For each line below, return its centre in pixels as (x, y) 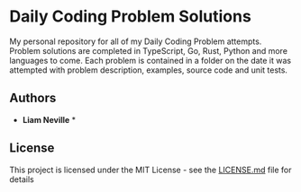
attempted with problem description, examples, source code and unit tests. (149, 70)
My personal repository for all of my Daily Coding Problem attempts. (136, 41)
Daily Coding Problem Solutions (131, 17)
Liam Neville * (49, 119)
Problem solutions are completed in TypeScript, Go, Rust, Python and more (149, 50)
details (22, 179)
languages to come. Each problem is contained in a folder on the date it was (150, 60)
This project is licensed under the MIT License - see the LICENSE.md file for (150, 170)
